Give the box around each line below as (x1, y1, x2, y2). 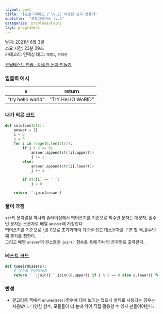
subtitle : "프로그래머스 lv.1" (5, 16, 65, 21)
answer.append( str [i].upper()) (31, 150, 95, 155)
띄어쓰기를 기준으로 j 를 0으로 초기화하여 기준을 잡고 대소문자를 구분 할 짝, (5, 227, 145, 233)
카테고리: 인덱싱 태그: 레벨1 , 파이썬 (5, 52, 68, 57)
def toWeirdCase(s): (5, 264, 47, 269)
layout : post (5, 7, 32, 12)
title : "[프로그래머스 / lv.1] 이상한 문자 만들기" (5, 12, 98, 17)
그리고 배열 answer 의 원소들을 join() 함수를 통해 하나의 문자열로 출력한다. (5, 239, 145, 245)
